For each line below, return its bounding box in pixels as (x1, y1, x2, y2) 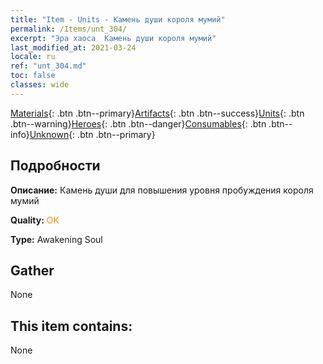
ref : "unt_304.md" (10, 61, 87, 71)
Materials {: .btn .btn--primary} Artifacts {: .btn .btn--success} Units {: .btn (10, 107, 305, 119)
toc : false (10, 71, 56, 81)
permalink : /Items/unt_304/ (10, 24, 128, 34)
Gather (10, 262, 55, 279)
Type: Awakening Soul (10, 233, 103, 245)
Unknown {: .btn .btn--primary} (29, 128, 156, 140)
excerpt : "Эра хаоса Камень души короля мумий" (10, 33, 217, 43)
